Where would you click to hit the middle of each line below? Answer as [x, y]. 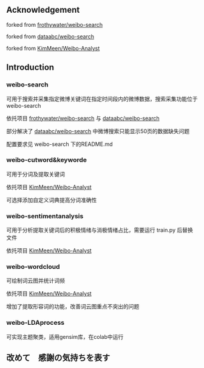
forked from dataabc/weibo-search [50, 36]
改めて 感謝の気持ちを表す [58, 358]
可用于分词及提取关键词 [36, 174]
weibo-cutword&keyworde [46, 160]
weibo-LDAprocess [36, 323]
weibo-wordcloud [33, 267]
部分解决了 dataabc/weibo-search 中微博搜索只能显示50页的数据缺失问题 [98, 131]
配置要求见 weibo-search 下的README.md [60, 144]
